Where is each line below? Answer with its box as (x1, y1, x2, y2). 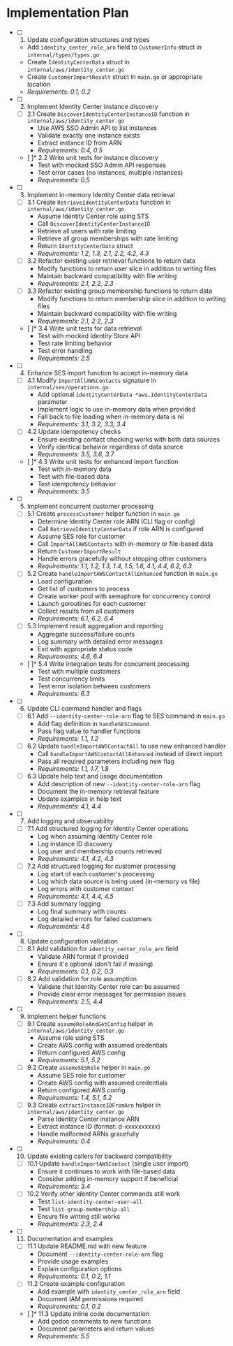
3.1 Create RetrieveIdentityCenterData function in (27, 198, 172, 206)
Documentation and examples (27, 1235, 113, 1243)
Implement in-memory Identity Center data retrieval (27, 191, 175, 198)
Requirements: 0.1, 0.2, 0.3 (37, 967, 114, 976)
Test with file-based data (37, 472, 110, 481)
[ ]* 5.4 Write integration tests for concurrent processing (27, 659, 190, 668)
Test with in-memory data (37, 465, 112, 473)
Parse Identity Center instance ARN (37, 1115, 140, 1123)
